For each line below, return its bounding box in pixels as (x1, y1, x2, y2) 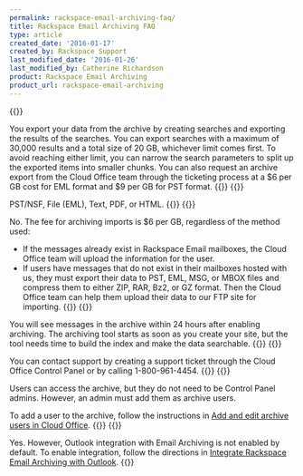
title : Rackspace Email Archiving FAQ (9, 22, 156, 31)
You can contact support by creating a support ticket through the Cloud (9, 355, 276, 366)
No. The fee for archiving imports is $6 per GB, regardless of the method (9, 216, 280, 227)
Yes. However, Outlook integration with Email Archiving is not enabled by (9, 437, 280, 448)
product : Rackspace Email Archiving (9, 73, 147, 82)
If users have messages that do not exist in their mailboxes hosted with (22, 262, 288, 273)
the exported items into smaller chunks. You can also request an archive (9, 161, 279, 172)
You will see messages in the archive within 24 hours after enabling (9, 318, 260, 329)
